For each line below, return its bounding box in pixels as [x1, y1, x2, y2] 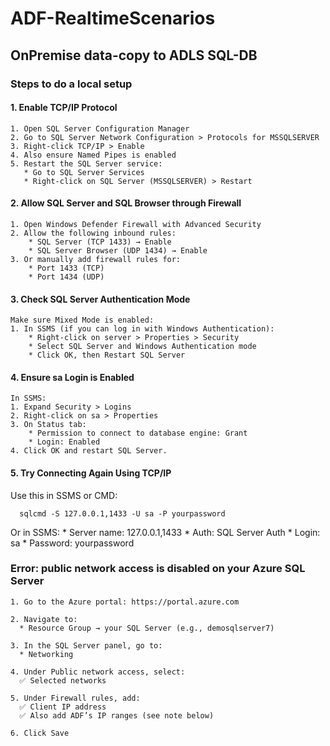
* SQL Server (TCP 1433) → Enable [28, 237, 172, 247]
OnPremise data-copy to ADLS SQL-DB [10, 47, 258, 64]
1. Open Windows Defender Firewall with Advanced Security [10, 219, 262, 229]
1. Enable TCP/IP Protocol [10, 102, 118, 114]
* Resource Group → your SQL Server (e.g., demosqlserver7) [19, 623, 275, 633]
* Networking [19, 649, 74, 659]
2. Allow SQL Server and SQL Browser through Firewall [10, 197, 242, 209]
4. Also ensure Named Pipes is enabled [10, 150, 177, 160]
